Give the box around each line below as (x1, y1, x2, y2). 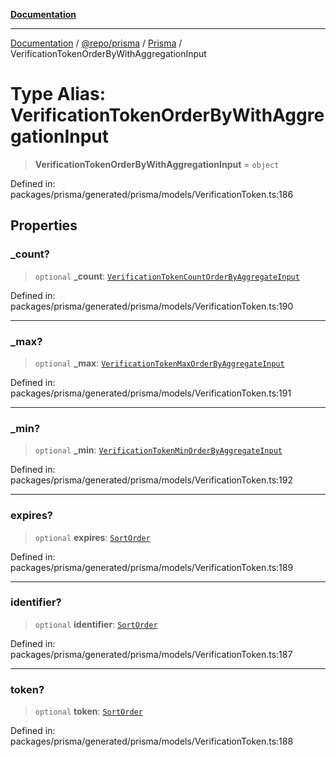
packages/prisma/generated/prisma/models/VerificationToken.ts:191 (10, 387, 292, 399)
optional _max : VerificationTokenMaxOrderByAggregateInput (34, 357, 285, 369)
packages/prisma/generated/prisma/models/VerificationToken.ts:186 (10, 188, 294, 200)
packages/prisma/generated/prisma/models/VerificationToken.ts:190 (10, 300, 294, 312)
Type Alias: (10, 83, 107, 106)
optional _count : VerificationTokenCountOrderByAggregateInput (34, 270, 300, 282)
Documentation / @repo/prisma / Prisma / (10, 37, 183, 49)
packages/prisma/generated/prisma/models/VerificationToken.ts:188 (10, 735, 294, 748)
